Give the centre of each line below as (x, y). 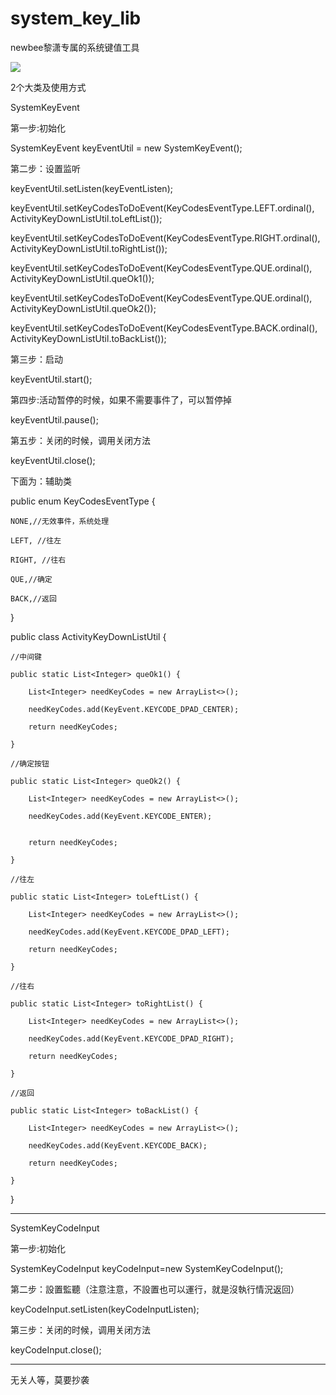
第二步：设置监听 (45, 168)
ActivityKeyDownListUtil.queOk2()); (83, 308)
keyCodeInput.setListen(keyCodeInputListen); (105, 1309)
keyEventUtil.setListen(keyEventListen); (91, 188)
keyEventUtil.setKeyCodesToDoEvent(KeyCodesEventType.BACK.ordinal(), (164, 328)
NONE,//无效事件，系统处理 (60, 521)
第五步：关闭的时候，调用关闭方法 (80, 440)
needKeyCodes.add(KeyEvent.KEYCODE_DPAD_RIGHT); (131, 1038)
